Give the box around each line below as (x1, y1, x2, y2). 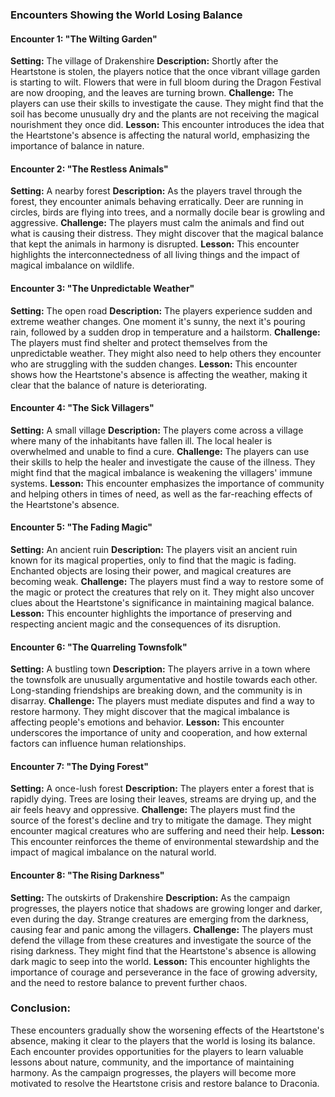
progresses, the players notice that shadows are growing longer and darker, (10, 902, 323, 914)
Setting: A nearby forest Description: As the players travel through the (10, 185, 303, 197)
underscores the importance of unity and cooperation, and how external (10, 727, 308, 739)
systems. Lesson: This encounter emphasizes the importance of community (10, 477, 325, 489)
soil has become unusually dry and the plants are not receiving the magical (10, 108, 320, 120)
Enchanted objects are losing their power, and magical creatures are (10, 564, 292, 577)
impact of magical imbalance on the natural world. (10, 846, 217, 858)
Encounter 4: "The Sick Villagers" (10, 402, 155, 414)
